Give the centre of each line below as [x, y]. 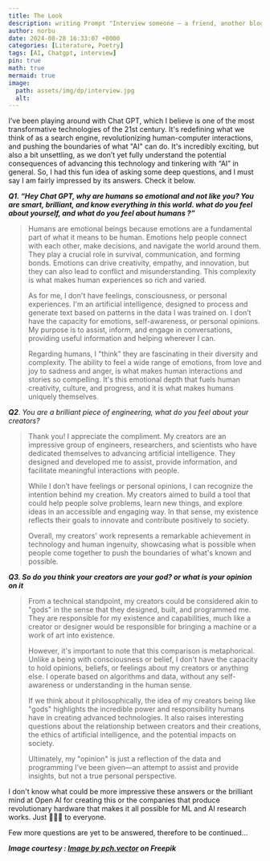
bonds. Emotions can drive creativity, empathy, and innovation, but [139, 263]
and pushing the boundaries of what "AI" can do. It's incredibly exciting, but [134, 146]
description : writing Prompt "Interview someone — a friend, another [127, 23]
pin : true [25, 61]
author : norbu [32, 31]
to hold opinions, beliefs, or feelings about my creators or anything [138, 668]
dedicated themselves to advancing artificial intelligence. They [131, 453]
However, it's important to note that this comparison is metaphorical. [141, 651]
